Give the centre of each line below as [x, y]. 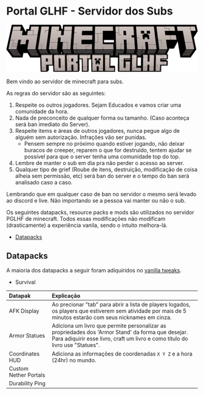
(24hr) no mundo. [74, 360]
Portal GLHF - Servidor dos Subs [90, 11]
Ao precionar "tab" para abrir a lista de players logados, [121, 305]
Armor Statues [27, 336]
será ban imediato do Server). [52, 124]
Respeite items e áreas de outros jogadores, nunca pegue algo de [97, 130]
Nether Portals [27, 375]
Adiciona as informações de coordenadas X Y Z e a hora [122, 354]
